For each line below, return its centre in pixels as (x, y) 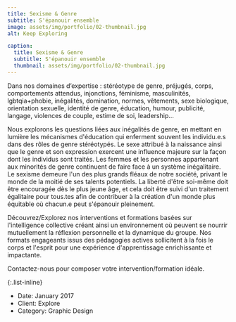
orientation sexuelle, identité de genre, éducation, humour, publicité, (106, 108)
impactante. (25, 255)
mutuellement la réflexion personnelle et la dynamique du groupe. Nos (109, 232)
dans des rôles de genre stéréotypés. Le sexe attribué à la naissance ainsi (114, 144)
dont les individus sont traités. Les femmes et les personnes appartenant (113, 159)
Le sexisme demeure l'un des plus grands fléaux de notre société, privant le (117, 174)
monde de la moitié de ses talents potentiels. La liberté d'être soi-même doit (118, 181)
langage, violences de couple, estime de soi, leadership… (91, 115)
